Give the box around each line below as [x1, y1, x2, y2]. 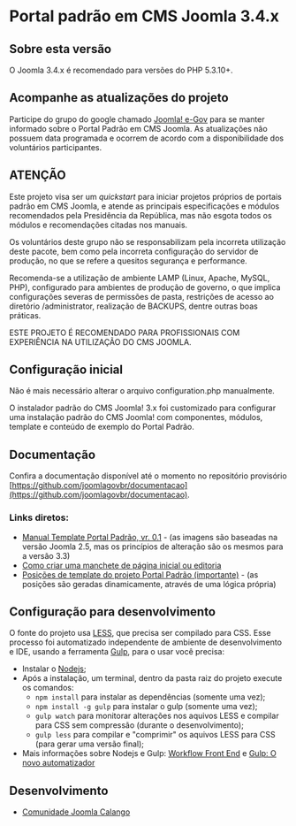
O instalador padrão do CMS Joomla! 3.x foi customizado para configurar [9, 402, 277, 413]
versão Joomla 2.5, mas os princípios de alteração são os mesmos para [21, 541, 284, 552]
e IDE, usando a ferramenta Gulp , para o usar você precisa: [9, 646, 225, 657]
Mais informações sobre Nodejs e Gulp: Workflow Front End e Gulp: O [21, 748, 277, 759]
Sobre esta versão [9, 42, 112, 57]
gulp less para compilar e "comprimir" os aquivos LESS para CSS [34, 730, 276, 740]
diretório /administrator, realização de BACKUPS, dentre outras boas [9, 301, 258, 311]
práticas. [9, 310, 42, 320]
